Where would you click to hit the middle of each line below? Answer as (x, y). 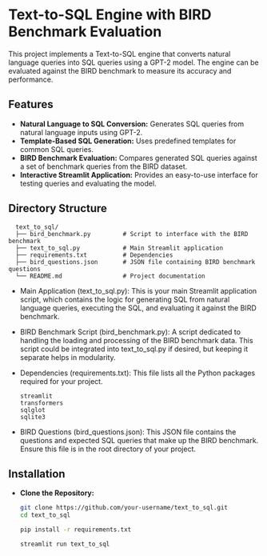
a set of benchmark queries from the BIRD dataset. (104, 166)
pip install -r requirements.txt (76, 530)
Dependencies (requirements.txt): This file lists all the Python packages (137, 373)
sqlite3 (32, 417)
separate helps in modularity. (68, 357)
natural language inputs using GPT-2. (81, 132)
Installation (37, 474)
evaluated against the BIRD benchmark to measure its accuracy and (120, 70)
